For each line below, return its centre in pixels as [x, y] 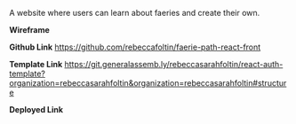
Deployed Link [36, 109]
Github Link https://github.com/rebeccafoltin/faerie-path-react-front [135, 47]
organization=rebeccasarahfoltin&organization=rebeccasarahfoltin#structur [148, 83]
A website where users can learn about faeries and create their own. [135, 13]
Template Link [36, 64]
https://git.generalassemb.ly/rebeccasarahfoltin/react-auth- [174, 64]
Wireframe [30, 30]
